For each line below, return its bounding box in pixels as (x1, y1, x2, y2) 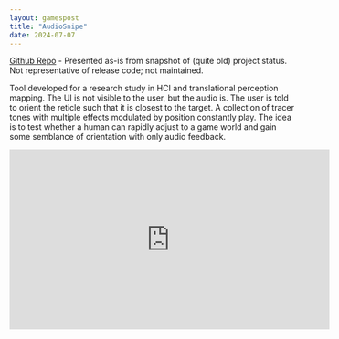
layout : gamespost (9, 13, 79, 23)
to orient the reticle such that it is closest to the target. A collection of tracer (9, 102, 295, 113)
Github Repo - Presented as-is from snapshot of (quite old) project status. (9, 56, 288, 67)
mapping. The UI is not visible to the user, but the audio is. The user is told (9, 92, 290, 103)
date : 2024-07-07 (9, 30, 76, 39)
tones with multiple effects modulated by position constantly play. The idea (9, 111, 292, 123)
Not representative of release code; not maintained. (9, 65, 204, 76)
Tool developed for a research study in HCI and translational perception (9, 83, 279, 94)
